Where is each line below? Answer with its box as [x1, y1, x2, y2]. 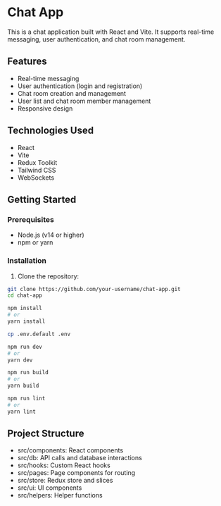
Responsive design [17, 104, 73, 113]
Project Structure [7, 428, 84, 440]
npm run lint [7, 395, 46, 402]
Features [7, 56, 47, 68]
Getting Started [7, 193, 77, 205]
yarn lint [7, 408, 37, 415]
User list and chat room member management [17, 97, 151, 105]
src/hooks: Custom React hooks [17, 461, 110, 469]
